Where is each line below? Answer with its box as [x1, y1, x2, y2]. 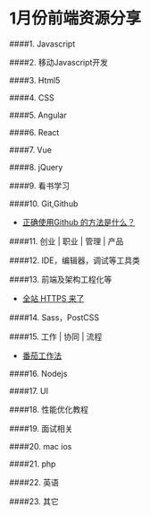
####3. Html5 [9, 74, 61, 85]
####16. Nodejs [9, 368, 68, 379]
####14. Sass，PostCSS [9, 311, 100, 323]
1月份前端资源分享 [9, 8, 142, 29]
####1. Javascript [9, 38, 76, 49]
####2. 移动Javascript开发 [9, 57, 109, 67]
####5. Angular [9, 109, 67, 120]
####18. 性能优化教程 [9, 404, 89, 415]
